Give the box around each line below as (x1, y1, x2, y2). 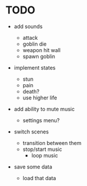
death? (22, 88, 40, 95)
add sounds (13, 23, 43, 30)
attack (22, 34, 39, 41)
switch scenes (13, 128, 49, 135)
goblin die (22, 40, 47, 47)
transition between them (22, 139, 82, 146)
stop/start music (22, 146, 62, 153)
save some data (13, 163, 53, 170)
